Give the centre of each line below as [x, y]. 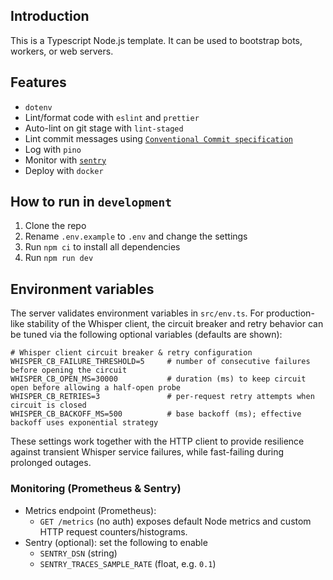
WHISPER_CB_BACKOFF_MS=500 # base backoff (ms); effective [156, 414]
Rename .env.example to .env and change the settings [136, 236]
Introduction [50, 16]
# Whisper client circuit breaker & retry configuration [131, 353]
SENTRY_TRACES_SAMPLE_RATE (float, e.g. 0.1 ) [128, 563]
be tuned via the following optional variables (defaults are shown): [146, 335]
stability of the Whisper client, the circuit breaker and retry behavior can [175, 324]
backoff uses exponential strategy [84, 423]
